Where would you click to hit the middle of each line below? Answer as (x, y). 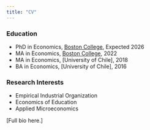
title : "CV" (21, 12)
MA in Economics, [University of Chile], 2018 (72, 59)
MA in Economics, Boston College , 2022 (66, 53)
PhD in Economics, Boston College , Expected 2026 (80, 47)
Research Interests (35, 82)
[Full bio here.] (24, 121)
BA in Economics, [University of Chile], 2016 (71, 66)
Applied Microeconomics (47, 109)
